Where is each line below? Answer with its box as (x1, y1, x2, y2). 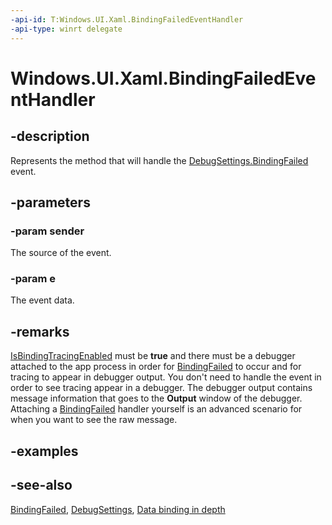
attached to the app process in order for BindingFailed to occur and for (10, 361, 302, 373)
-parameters (10, 194, 91, 211)
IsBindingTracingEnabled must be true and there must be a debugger (10, 350, 296, 362)
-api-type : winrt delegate (10, 24, 123, 34)
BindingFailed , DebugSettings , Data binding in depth (10, 503, 226, 515)
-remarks (10, 323, 70, 340)
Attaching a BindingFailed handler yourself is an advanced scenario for (10, 403, 303, 415)
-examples (10, 442, 79, 460)
